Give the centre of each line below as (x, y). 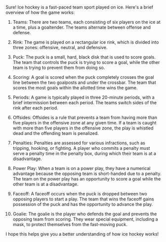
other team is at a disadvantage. (45, 184)
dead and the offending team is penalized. (56, 133)
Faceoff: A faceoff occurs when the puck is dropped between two (80, 194)
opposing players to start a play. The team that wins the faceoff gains (83, 199)
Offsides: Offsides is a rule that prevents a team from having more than (85, 118)
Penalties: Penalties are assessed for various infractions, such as (79, 143)
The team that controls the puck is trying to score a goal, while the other (86, 62)
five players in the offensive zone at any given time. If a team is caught (84, 123)
